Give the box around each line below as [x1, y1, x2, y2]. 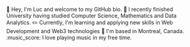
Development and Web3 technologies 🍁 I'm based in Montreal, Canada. [6, 28, 185, 34]
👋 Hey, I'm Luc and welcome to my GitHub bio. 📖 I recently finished [6, 6, 174, 13]
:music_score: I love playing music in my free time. [6, 34, 132, 41]
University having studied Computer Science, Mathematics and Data [6, 12, 177, 19]
